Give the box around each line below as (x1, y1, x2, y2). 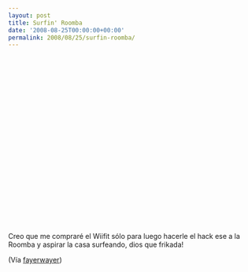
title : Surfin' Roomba (8, 19, 83, 27)
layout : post (8, 11, 51, 20)
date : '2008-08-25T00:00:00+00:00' (8, 26, 125, 34)
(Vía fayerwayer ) (8, 255, 62, 265)
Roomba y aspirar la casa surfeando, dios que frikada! (8, 240, 184, 249)
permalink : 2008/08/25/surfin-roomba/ (8, 33, 135, 42)
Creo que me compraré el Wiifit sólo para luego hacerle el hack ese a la (8, 232, 240, 241)
